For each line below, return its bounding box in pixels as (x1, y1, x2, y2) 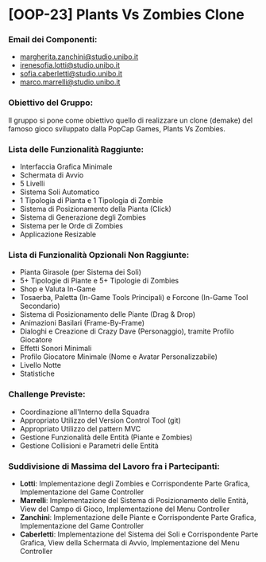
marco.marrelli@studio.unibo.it (19, 77, 121, 87)
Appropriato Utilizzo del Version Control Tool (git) (19, 416, 181, 425)
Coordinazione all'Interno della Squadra (19, 407, 150, 416)
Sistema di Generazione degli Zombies (19, 213, 147, 222)
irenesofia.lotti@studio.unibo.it (19, 60, 121, 70)
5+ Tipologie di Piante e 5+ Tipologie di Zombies (19, 276, 179, 286)
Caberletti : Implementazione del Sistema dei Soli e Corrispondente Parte (19, 529, 259, 539)
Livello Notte (19, 361, 62, 370)
